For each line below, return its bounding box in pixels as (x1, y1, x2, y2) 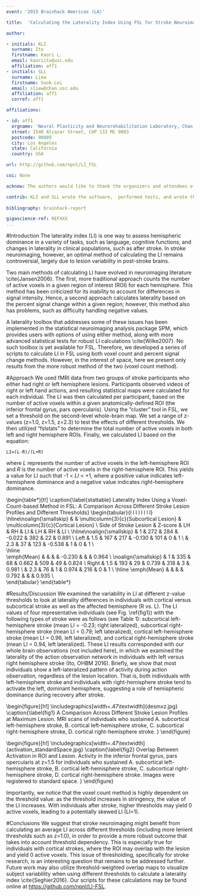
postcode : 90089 (11, 135, 52, 141)
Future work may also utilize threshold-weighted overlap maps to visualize (6, 864, 189, 871)
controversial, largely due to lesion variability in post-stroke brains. (6, 257, 170, 265)
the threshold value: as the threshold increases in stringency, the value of (6, 795, 186, 803)
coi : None (6, 173, 31, 179)
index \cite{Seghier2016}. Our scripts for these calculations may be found (6, 876, 187, 884)
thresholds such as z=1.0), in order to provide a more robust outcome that (6, 832, 187, 839)
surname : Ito (11, 46, 44, 52)
